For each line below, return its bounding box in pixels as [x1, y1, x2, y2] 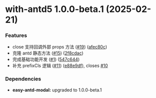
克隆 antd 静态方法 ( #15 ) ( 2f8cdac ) [12, 50, 84, 56]
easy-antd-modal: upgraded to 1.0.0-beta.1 [12, 86, 102, 93]
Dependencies [5, 75, 41, 82]
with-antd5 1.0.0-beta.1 [5, 3, 104, 15]
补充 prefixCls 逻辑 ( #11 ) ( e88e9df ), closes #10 [12, 62, 108, 68]
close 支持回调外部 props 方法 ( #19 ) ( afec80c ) [12, 44, 107, 50]
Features [5, 32, 27, 39]
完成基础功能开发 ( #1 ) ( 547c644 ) [12, 56, 80, 62]
